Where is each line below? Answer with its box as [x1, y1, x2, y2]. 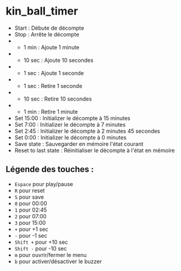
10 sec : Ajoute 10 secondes [23, 56, 94, 64]
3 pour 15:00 [14, 219, 46, 226]
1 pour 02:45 [14, 206, 47, 213]
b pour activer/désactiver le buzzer [14, 258, 102, 265]
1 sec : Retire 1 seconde [23, 82, 83, 89]
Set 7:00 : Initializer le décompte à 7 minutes [14, 121, 126, 128]
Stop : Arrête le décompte [14, 30, 80, 38]
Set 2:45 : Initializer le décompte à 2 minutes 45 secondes [14, 127, 160, 135]
